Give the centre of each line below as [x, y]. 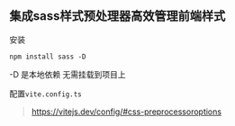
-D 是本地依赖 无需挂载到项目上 [68, 74]
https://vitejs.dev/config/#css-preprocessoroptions [127, 112]
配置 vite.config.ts [46, 94]
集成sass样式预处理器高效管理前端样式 [117, 16]
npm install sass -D [48, 57]
